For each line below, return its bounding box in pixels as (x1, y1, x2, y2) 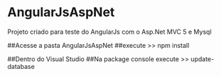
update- (190, 54, 215, 63)
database (7, 62, 36, 70)
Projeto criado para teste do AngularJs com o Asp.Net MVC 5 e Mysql (7, 27, 212, 36)
